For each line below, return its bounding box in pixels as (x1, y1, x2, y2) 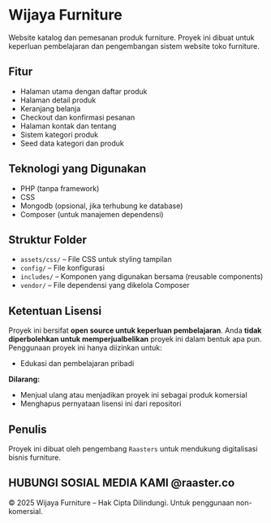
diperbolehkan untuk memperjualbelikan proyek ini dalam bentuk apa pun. (8, 334, 262, 344)
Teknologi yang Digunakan (8, 162, 147, 176)
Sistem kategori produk (19, 129, 99, 139)
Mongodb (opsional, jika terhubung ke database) (19, 201, 183, 211)
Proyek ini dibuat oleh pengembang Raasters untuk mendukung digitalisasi (8, 444, 258, 453)
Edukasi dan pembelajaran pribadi (19, 359, 135, 368)
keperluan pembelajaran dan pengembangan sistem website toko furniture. (8, 41, 260, 50)
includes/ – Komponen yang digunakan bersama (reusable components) (19, 272, 264, 281)
